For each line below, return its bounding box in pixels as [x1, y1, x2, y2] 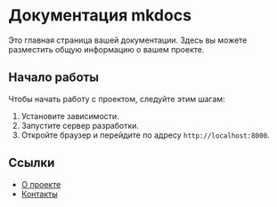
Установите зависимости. [20, 110, 119, 121]
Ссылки [8, 155, 55, 171]
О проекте [20, 179, 61, 189]
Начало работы [8, 70, 100, 85]
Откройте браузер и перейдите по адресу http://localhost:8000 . [20, 130, 270, 140]
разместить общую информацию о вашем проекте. [8, 44, 205, 54]
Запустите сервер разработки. [20, 120, 140, 131]
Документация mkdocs [8, 5, 192, 26]
